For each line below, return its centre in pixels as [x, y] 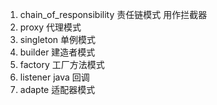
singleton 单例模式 [58, 39]
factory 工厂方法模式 [62, 64]
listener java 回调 [54, 77]
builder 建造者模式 [57, 52]
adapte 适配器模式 [57, 89]
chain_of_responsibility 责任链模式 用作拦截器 [113, 14]
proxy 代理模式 [50, 27]
